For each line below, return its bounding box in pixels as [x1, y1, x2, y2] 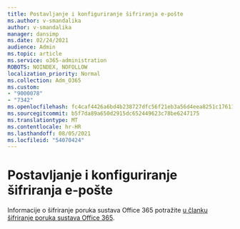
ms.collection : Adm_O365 [7, 76, 81, 84]
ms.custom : [7, 83, 40, 91]
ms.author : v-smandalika [7, 17, 81, 24]
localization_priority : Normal [7, 70, 101, 77]
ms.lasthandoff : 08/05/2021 [7, 130, 91, 137]
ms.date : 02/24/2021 [7, 37, 69, 44]
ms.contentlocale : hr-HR [7, 123, 81, 131]
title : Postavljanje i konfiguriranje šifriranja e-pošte [7, 10, 184, 18]
